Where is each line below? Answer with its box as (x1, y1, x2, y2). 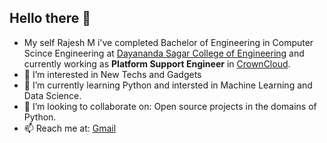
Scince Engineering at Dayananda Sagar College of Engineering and (23, 47, 305, 59)
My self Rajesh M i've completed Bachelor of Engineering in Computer (23, 36, 314, 48)
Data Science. (23, 89, 82, 101)
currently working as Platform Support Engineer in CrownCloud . (23, 57, 291, 70)
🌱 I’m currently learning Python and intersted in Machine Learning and (23, 79, 313, 91)
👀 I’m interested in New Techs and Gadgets (23, 68, 202, 80)
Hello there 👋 (9, 10, 92, 27)
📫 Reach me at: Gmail (23, 122, 117, 134)
